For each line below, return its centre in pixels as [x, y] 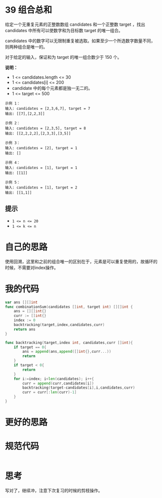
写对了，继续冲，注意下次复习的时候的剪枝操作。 [54, 490]
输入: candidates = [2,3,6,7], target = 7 [48, 108]
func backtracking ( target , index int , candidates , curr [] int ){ [69, 343]
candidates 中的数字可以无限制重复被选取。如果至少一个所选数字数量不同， [80, 41]
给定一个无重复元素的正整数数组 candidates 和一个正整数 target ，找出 [75, 24]
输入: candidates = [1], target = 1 [41, 168]
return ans [25, 329]
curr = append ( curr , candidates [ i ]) [58, 383]
